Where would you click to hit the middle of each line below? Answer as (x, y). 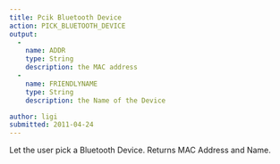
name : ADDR (46, 51)
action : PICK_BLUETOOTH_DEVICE (68, 26)
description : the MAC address (82, 68)
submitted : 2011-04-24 (51, 125)
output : (24, 34)
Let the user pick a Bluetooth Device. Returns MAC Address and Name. (140, 150)
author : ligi (34, 117)
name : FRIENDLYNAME (62, 84)
